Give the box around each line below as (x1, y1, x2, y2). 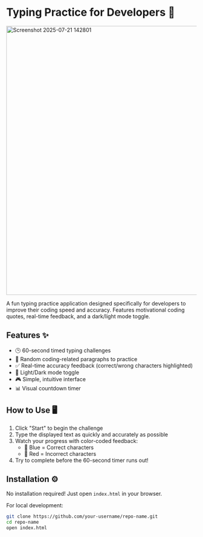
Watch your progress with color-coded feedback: (14, 437, 138, 444)
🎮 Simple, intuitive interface (14, 375, 86, 382)
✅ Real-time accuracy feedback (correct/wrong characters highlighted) (14, 362, 193, 369)
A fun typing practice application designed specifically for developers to (6, 299, 186, 307)
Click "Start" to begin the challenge (14, 424, 103, 432)
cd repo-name (6, 519, 39, 525)
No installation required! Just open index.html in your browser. (6, 490, 163, 498)
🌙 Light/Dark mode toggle (14, 369, 80, 376)
